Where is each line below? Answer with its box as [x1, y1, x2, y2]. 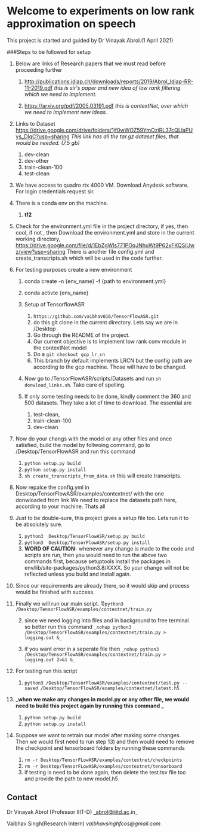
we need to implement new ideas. [24, 108, 107, 115]
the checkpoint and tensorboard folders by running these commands [15, 744, 185, 752]
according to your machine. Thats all [15, 503, 106, 510]
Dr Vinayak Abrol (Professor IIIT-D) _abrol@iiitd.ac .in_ [7, 808, 138, 815]
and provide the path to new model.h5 [24, 775, 118, 782]
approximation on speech [7, 17, 136, 31]
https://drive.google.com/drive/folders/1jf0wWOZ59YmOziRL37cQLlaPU [15, 126, 193, 133]
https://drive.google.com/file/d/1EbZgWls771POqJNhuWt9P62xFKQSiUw [15, 241, 195, 249]
